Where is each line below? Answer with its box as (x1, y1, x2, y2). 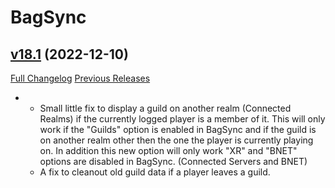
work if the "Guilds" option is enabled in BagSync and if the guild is (39, 124, 317, 135)
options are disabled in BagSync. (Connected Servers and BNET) (39, 156, 308, 167)
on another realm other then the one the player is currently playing (39, 134, 314, 146)
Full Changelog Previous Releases (10, 72, 151, 84)
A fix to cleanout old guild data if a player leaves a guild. (39, 166, 271, 178)
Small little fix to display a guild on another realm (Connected (39, 102, 292, 114)
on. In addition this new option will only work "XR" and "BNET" (39, 145, 298, 156)
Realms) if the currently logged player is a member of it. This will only (39, 113, 326, 125)
